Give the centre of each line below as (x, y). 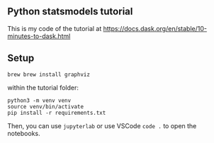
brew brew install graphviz (49, 74)
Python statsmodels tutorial (70, 12)
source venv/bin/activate (45, 106)
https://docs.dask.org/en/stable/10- (155, 28)
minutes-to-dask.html (39, 36)
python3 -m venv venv (39, 100)
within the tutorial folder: (43, 87)
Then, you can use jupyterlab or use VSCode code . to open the (102, 125)
